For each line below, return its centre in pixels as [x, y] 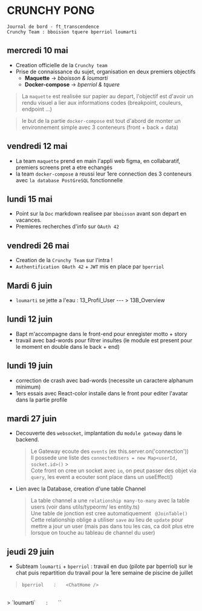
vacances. [28, 220]
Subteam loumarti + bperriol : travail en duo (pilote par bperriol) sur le [104, 566]
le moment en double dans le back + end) [67, 346]
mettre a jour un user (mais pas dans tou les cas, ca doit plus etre [112, 526]
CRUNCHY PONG [51, 11]
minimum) [28, 387]
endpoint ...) [37, 109]
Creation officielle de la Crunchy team [61, 65]
